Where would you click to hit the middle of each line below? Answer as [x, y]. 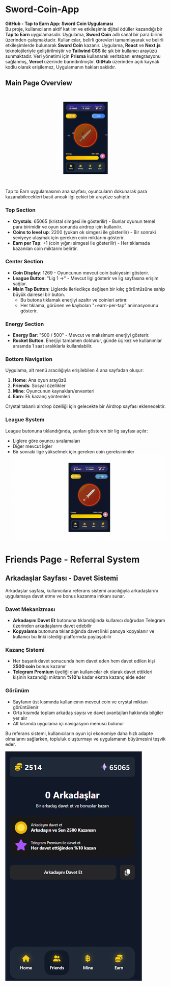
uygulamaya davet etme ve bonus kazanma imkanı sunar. [65, 596]
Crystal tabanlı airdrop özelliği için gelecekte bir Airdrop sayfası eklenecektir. [85, 406]
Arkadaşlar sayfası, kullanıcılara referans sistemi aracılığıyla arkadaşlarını [82, 590]
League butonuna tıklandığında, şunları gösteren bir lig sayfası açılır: [77, 431]
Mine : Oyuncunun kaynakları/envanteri [53, 391]
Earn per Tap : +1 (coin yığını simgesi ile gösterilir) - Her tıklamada [81, 243]
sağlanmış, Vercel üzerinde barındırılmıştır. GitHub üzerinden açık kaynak [82, 61]
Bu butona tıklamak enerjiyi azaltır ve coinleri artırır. [74, 300]
